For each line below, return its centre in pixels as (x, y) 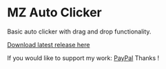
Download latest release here (49, 44)
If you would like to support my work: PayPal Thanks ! (83, 58)
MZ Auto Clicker (54, 13)
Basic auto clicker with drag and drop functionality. (79, 31)
